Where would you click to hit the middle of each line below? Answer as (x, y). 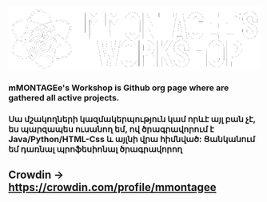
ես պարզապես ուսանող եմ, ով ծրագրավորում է (111, 129)
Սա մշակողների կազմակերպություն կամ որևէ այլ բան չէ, (132, 119)
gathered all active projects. (64, 97)
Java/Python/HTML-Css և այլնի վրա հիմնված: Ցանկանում (132, 139)
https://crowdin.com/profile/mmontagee (112, 187)
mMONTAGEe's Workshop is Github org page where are (119, 88)
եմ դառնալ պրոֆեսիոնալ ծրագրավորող (95, 149)
